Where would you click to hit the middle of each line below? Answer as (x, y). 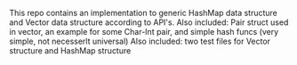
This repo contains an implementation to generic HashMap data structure (144, 13)
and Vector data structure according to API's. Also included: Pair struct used (149, 22)
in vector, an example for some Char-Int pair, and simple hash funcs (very (144, 32)
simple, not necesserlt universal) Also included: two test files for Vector (140, 41)
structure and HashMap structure (70, 51)
